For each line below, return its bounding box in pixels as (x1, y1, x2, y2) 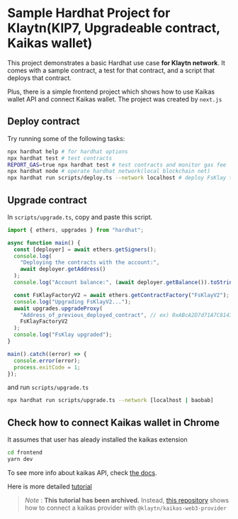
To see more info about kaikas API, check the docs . (7, 468, 157, 476)
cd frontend (7, 449, 42, 457)
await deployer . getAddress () (20, 266, 106, 273)
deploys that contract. (7, 73, 72, 82)
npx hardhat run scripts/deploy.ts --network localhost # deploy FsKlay (7, 174, 227, 182)
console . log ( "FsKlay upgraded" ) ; (13, 331, 113, 338)
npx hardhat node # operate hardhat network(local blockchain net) (7, 168, 211, 175)
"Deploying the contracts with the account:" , (20, 259, 160, 267)
